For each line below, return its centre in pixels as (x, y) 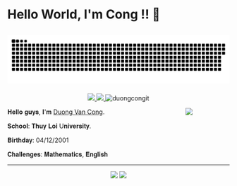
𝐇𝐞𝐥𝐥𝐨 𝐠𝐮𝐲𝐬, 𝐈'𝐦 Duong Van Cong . (56, 112)
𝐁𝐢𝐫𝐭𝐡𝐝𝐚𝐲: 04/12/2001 (38, 140)
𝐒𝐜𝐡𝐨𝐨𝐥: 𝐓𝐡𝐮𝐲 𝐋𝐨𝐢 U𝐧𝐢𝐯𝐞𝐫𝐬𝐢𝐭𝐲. (49, 126)
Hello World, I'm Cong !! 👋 (84, 14)
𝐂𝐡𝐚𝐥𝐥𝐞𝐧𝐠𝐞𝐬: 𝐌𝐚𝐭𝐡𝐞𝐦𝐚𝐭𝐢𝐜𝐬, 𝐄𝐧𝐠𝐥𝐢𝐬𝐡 (57, 154)
